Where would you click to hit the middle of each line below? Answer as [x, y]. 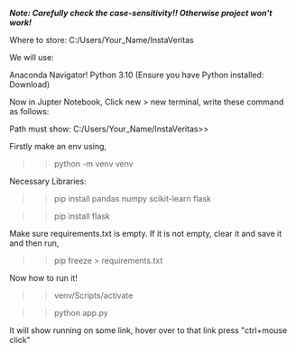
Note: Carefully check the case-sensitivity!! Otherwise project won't [141, 13]
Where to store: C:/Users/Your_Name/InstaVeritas [102, 40]
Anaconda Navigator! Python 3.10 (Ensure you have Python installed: [137, 75]
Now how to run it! [44, 278]
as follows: [29, 111]
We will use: [32, 57]
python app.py [81, 313]
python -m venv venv [93, 164]
